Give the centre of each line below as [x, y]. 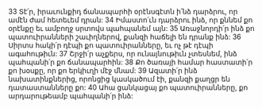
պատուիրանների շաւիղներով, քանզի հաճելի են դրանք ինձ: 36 [125, 37]
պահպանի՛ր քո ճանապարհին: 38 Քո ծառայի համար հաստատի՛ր [131, 62]
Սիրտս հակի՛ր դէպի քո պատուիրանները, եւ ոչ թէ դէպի [111, 45]
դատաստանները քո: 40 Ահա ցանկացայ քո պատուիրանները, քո [128, 87]
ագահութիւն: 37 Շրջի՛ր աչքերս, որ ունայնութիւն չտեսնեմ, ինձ [123, 54]
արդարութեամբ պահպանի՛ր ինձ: [71, 96]
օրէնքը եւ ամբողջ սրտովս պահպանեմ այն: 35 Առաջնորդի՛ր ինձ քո [132, 28]
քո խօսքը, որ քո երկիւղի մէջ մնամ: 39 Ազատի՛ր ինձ [103, 70]
